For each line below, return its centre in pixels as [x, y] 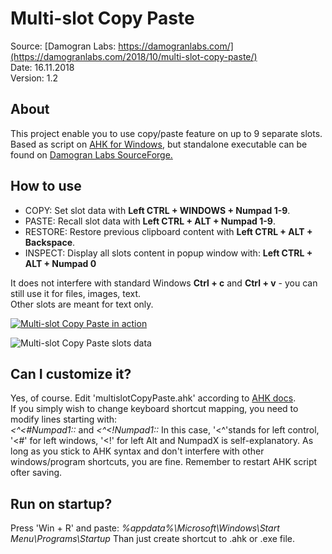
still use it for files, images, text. [76, 293]
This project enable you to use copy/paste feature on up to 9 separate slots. [166, 133]
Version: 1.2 [34, 78]
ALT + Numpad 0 [60, 263]
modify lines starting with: [64, 419]
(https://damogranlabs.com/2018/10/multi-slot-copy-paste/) [134, 56]
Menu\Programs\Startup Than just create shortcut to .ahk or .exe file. [153, 539]
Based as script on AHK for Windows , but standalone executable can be [159, 144]
